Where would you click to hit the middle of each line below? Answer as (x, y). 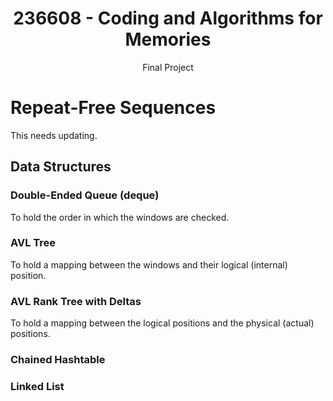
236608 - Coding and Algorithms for (168, 18)
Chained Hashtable (58, 360)
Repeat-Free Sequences (113, 108)
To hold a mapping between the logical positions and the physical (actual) (162, 323)
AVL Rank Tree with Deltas (76, 301)
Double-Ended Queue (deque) (85, 195)
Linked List (37, 386)
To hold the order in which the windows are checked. (120, 217)
